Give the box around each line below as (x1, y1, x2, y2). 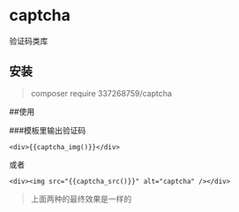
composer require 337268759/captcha (30, 87, 172, 98)
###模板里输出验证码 (9, 125, 86, 135)
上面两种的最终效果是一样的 (30, 193, 132, 204)
